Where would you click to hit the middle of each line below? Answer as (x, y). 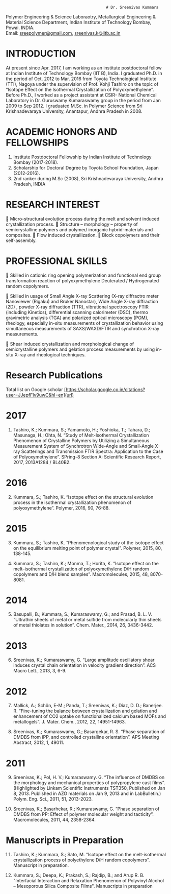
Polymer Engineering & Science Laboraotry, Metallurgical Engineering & (81, 17)
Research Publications (54, 375)
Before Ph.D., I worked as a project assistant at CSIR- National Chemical (81, 95)
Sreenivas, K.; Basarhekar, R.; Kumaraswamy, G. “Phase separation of (86, 809)
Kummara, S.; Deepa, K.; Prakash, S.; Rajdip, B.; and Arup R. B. (79, 875)
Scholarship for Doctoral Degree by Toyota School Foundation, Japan (86, 167)
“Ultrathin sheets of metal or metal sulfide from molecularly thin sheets (87, 620)
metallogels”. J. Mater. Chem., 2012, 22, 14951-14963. (69, 722)
